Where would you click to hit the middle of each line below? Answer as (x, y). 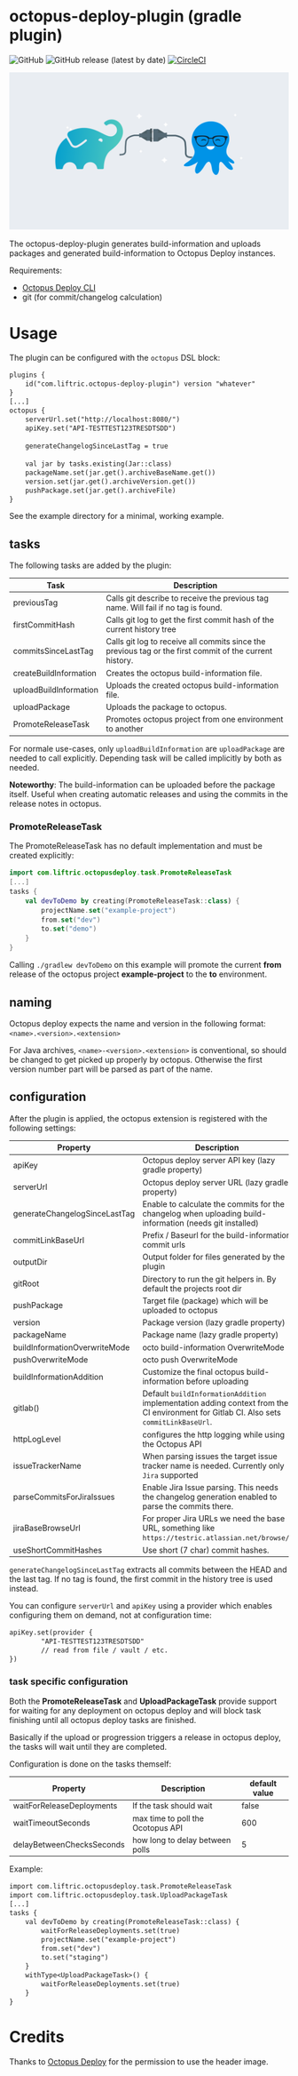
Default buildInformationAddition (204, 1393)
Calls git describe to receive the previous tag (187, 598)
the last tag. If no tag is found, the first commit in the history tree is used (141, 1579)
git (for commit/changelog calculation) (92, 297)
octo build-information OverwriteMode (213, 1347)
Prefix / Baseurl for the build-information (216, 1235)
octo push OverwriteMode (190, 1359)
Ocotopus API (158, 1827)
